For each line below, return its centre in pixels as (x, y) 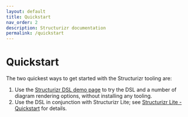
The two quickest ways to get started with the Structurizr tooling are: (89, 78)
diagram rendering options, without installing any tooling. (83, 96)
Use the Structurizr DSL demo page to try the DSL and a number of (95, 90)
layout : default (26, 11)
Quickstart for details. (41, 108)
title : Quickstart (28, 17)
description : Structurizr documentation (56, 28)
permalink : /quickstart (35, 33)
